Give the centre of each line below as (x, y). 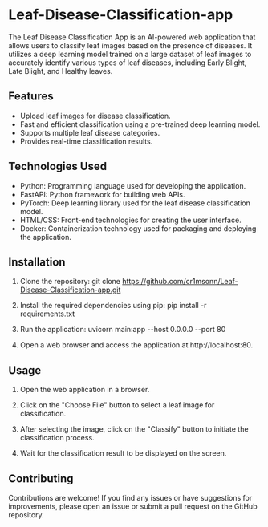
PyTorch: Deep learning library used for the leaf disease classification (135, 203)
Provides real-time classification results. (86, 141)
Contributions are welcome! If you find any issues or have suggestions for (130, 498)
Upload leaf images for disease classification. (95, 116)
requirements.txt (47, 314)
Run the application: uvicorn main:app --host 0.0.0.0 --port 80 (123, 330)
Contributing (41, 478)
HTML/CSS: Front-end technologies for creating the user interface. (131, 220)
